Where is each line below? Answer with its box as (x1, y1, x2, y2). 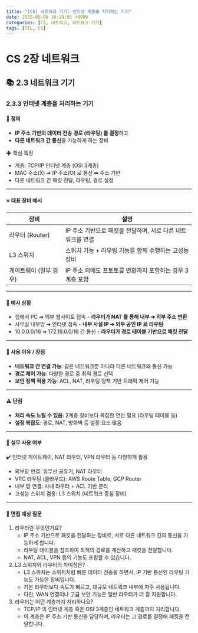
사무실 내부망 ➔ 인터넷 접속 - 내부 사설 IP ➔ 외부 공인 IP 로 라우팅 (14, 321, 164, 328)
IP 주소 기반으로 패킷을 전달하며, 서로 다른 (65, 227, 174, 235)
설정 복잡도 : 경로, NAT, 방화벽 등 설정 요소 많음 (14, 419, 122, 426)
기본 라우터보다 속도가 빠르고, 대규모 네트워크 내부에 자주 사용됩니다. (23, 583, 181, 590)
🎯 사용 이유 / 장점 (6, 348, 45, 355)
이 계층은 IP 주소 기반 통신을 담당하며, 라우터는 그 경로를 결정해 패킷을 (23, 613, 184, 620)
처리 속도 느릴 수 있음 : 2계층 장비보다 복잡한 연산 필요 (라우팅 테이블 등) (14, 412, 178, 419)
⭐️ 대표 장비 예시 (6, 197, 42, 204)
